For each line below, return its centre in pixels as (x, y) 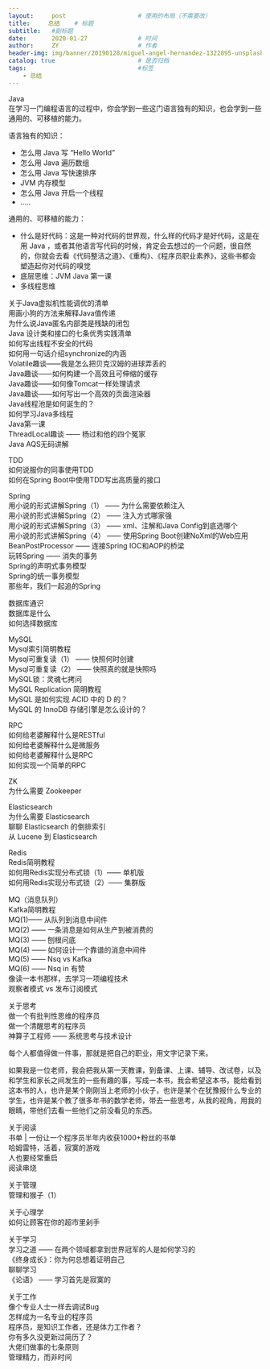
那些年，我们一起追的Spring (55, 585)
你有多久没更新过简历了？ (51, 1337)
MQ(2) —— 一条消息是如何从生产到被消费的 (81, 929)
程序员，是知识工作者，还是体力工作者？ (75, 1326)
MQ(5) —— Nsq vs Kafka (50, 958)
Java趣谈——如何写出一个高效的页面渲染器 (80, 393)
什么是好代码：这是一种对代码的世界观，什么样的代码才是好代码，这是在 (139, 235)
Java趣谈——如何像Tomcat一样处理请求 (74, 383)
